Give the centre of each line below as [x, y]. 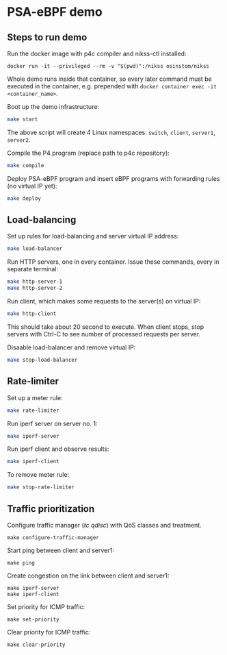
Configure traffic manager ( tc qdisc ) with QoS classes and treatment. [104, 525]
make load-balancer [35, 249]
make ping [21, 563]
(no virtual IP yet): [32, 186]
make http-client [32, 314]
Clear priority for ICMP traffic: [49, 632]
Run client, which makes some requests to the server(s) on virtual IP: [104, 301]
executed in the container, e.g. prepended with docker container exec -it [112, 86]
